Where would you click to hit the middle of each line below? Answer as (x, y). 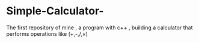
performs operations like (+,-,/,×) (47, 33)
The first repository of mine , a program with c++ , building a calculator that (100, 27)
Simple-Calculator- (55, 11)
